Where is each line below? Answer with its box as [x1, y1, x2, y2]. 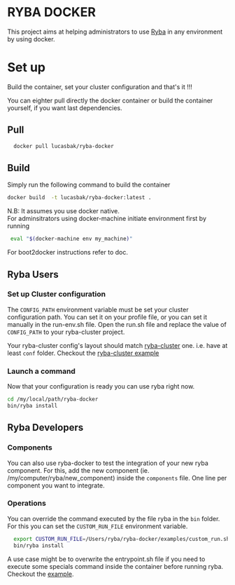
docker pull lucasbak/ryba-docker [13, 142, 114, 149]
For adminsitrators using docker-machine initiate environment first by [7, 215, 207, 223]
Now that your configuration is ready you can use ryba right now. [7, 382, 195, 391]
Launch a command [7, 366, 76, 376]
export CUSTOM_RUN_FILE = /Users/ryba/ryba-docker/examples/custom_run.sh [13, 535, 230, 542]
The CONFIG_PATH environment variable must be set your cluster [7, 305, 189, 314]
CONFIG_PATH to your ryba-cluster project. [7, 328, 125, 336]
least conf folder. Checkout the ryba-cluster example [7, 349, 159, 357]
